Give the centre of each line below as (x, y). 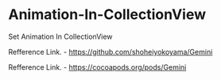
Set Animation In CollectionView (60, 36)
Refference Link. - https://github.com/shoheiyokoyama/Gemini (111, 51)
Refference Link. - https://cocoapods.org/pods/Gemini (97, 67)
